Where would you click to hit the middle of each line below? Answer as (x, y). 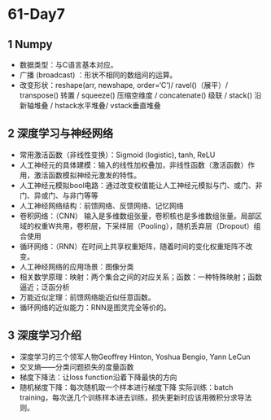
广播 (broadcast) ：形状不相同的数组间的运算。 (98, 75)
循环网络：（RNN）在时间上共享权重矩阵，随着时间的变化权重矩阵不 (132, 246)
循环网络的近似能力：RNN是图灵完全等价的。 (95, 307)
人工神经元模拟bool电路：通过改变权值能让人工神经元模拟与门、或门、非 (141, 185)
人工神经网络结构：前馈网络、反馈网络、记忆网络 (101, 205)
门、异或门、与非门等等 (59, 195)
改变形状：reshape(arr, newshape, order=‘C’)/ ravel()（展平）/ (124, 85)
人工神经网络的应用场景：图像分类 (76, 266)
